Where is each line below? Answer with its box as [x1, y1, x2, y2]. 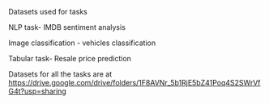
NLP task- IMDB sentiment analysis [8, 23, 126, 31]
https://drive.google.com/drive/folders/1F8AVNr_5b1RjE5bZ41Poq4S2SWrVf [8, 78, 261, 87]
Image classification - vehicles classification [8, 38, 156, 48]
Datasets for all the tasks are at [8, 69, 113, 79]
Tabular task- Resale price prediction [8, 54, 132, 63]
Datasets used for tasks [8, 7, 88, 16]
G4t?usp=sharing [8, 86, 66, 96]
